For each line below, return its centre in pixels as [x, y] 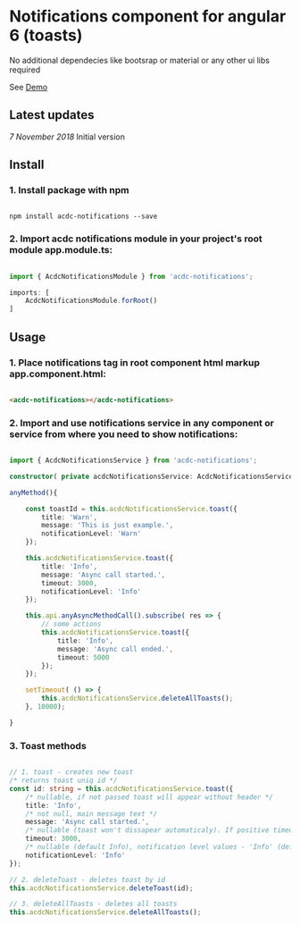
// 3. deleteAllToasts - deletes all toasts [93, 904]
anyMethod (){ [33, 492]
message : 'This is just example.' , [108, 526]
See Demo [29, 87]
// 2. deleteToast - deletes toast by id [87, 879]
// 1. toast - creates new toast [71, 772]
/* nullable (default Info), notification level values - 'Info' [150, 847]
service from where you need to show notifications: [124, 433]
